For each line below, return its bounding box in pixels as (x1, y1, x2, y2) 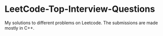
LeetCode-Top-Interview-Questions (4, 3, 156, 15)
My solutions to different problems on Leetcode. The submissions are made (4, 20, 158, 26)
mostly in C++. (4, 25, 35, 31)
